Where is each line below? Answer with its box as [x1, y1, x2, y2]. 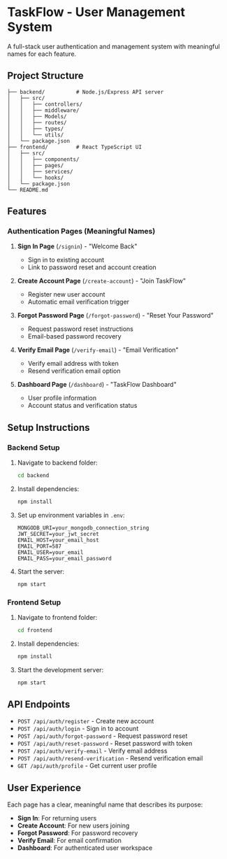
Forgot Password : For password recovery [17, 829, 138, 837]
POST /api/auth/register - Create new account [17, 717, 154, 725]
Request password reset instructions [27, 325, 134, 333]
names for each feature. [7, 50, 77, 58]
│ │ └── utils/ [7, 131, 64, 139]
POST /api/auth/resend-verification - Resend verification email [17, 754, 203, 762]
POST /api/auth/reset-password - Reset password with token [17, 739, 193, 748]
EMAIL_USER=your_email [17, 548, 84, 556]
